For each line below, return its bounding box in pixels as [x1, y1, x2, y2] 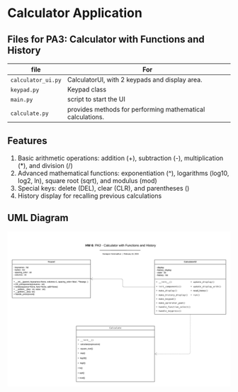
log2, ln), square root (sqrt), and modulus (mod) [17, 176, 157, 185]
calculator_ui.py [10, 77, 62, 84]
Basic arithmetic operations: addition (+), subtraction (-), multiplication [17, 154, 224, 162]
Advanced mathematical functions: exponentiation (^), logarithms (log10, [17, 169, 229, 177]
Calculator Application [7, 5, 143, 21]
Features [7, 135, 47, 147]
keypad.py [10, 86, 40, 94]
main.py [10, 96, 33, 103]
